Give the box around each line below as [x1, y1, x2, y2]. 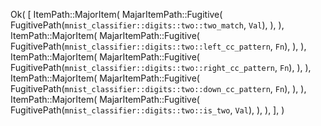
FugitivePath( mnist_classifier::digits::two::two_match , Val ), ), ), [10, 19, 285, 31]
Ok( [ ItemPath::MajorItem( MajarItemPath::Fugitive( [10, 9, 223, 20]
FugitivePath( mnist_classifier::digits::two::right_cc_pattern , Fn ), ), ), [10, 62, 312, 73]
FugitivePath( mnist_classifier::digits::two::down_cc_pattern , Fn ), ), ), [10, 83, 307, 94]
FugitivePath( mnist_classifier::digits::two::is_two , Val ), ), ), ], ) [10, 104, 285, 116]
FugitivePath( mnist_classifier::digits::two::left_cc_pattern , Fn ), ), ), [10, 40, 307, 52]
